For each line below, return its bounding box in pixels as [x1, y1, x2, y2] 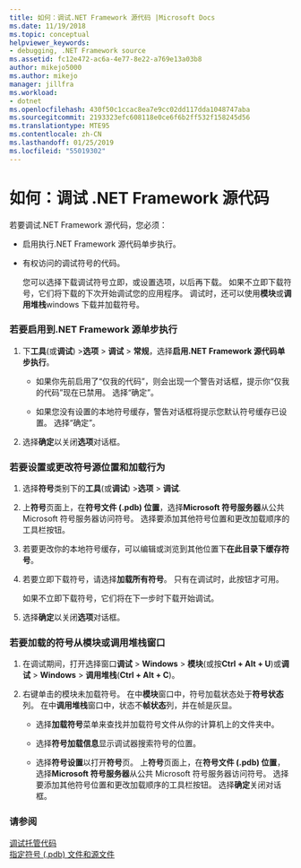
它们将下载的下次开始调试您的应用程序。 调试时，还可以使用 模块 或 [38, 288, 284, 299]
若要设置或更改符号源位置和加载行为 [9, 461, 166, 473]
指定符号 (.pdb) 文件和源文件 [9, 848, 115, 859]
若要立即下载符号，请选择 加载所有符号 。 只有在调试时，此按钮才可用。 [21, 574, 284, 585]
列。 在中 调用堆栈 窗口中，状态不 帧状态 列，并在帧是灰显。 [21, 700, 237, 711]
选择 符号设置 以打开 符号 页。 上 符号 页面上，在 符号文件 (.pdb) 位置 [35, 757, 278, 768]
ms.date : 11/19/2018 [9, 22, 87, 30]
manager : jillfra [9, 80, 74, 89]
